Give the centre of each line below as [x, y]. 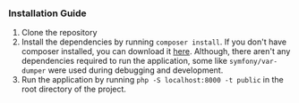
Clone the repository [59, 33]
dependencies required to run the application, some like [124, 61]
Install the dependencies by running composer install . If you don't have [154, 42]
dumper [34, 71]
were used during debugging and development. [136, 70]
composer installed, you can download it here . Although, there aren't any [156, 51]
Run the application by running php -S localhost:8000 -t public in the [152, 80]
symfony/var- [253, 62]
